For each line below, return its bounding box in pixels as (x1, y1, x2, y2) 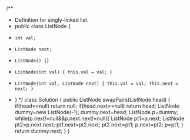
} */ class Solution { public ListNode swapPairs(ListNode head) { (14, 96, 171, 103)
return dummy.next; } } (14, 128, 70, 134)
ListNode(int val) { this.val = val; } (14, 69, 113, 75)
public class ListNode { (14, 23, 71, 29)
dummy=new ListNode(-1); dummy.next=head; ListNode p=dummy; (14, 109, 179, 115)
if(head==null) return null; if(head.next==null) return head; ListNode (14, 102, 179, 109)
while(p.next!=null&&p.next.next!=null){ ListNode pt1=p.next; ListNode (14, 115, 185, 122)
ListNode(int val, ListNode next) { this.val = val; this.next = (14, 81, 178, 86)
